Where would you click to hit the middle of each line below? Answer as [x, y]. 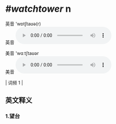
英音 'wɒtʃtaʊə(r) [23, 24]
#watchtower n [38, 9]
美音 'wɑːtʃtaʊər [22, 53]
